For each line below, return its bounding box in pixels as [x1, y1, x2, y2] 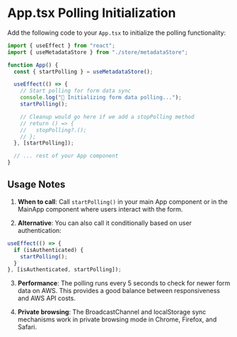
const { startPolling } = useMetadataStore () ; [13, 68, 154, 75]
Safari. [17, 323, 37, 331]
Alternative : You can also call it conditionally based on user [17, 218, 192, 227]
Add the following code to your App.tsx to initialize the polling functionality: [7, 28, 226, 37]
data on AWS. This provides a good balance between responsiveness [17, 287, 221, 295]
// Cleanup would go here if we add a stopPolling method [20, 113, 195, 120]
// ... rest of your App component [13, 152, 119, 160]
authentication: [17, 226, 62, 234]
